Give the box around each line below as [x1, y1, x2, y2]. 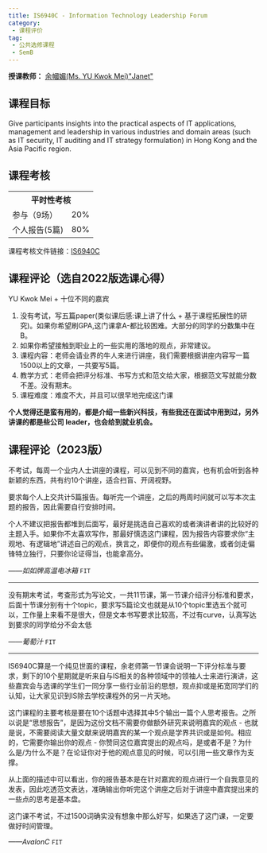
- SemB [11, 48, 34, 56]
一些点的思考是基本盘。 [8, 794, 85, 804]
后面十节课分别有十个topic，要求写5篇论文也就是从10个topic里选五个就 [8, 600, 241, 610]
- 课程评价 [11, 26, 44, 34]
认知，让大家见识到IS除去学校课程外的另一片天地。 [8, 691, 175, 700]
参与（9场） [12, 209, 58, 220]
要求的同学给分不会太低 [14, 620, 92, 630]
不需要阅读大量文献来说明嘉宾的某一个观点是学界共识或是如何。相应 [29, 728, 252, 738]
